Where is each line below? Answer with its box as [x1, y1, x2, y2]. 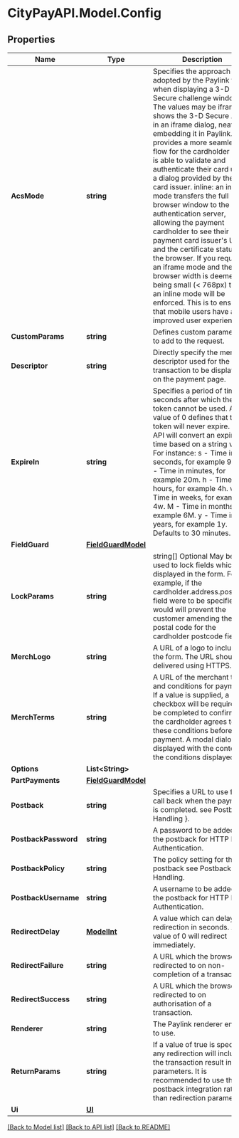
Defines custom [152, 327, 206, 337]
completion [152, 969, 191, 979]
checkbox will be [152, 699, 210, 709]
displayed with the [152, 744, 214, 753]
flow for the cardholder [152, 147, 230, 156]
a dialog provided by [152, 173, 222, 183]
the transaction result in [152, 1058, 233, 1067]
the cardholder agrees [152, 717, 228, 727]
